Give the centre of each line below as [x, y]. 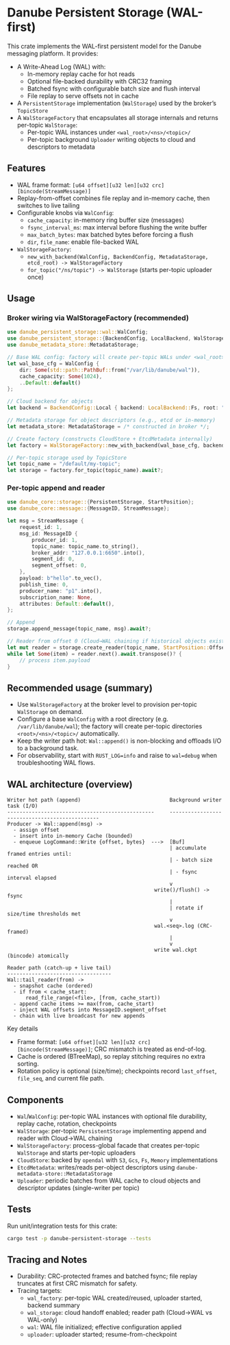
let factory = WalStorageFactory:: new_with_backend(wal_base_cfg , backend [116, 445]
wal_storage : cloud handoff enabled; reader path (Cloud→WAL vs [119, 1313]
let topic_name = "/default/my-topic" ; [64, 464]
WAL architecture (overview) [70, 784]
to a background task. [48, 748]
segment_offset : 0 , [60, 566]
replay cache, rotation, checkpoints [67, 1123]
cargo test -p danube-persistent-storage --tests [79, 1238]
